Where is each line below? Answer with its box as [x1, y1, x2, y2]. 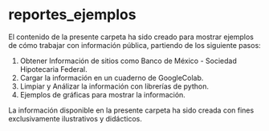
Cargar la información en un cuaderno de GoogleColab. [19, 73, 204, 82]
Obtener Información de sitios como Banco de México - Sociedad [19, 56, 237, 65]
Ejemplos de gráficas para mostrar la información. [19, 89, 186, 99]
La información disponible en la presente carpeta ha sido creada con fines [8, 105, 255, 115]
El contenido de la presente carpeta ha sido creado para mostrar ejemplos [8, 32, 255, 42]
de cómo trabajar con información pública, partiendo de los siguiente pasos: [8, 40, 261, 50]
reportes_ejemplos [8, 6, 137, 24]
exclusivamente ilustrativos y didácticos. [8, 113, 142, 123]
